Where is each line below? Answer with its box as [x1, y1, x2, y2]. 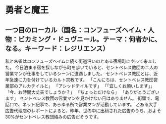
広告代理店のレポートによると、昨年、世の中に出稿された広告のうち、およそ [5, 108, 162, 114]
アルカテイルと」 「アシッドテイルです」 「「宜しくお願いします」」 [18, 83, 155, 89]
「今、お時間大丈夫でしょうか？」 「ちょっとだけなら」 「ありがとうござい [5, 89, 160, 95]
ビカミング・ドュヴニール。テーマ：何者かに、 [18, 35, 162, 43]
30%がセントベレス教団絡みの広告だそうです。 [5, 114, 102, 120]
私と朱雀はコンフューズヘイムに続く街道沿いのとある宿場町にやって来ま [5, 58, 152, 64]
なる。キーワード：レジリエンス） [5, 44, 110, 52]
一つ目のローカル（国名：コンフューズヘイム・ [5, 26, 148, 34]
